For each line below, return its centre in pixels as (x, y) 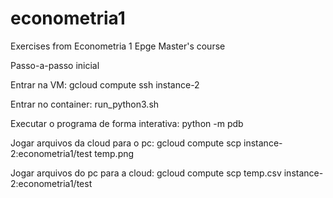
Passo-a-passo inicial (55, 65)
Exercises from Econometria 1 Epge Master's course (118, 46)
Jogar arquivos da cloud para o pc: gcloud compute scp (126, 143)
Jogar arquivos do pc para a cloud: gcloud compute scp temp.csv (146, 173)
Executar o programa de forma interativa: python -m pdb (127, 123)
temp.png (114, 153)
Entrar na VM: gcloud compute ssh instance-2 (105, 84)
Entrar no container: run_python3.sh (85, 104)
